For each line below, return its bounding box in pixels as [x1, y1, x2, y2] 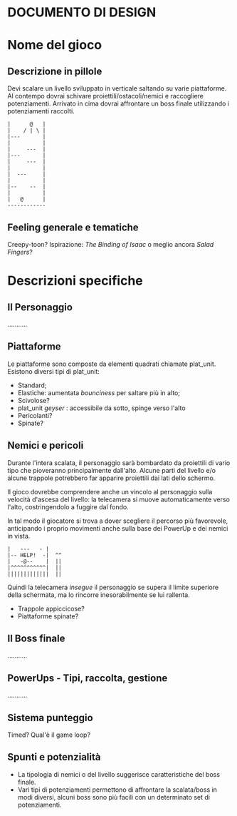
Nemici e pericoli [7, 439, 84, 452]
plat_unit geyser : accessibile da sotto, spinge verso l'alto [17, 404, 186, 412]
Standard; [17, 381, 47, 389]
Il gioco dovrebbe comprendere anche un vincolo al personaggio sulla [7, 487, 213, 496]
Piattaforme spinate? [17, 611, 79, 621]
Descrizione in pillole [7, 65, 102, 77]
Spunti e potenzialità [7, 751, 101, 763]
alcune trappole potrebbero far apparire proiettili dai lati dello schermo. [7, 474, 216, 482]
